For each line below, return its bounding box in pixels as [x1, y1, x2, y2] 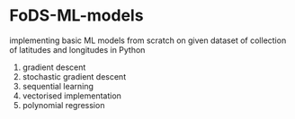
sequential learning [22, 81, 94, 91]
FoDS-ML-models [9, 5, 144, 26]
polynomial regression [22, 99, 105, 110]
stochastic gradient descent [22, 71, 127, 81]
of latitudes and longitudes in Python [9, 44, 146, 55]
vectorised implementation [22, 90, 121, 101]
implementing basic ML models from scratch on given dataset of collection [9, 35, 287, 46]
